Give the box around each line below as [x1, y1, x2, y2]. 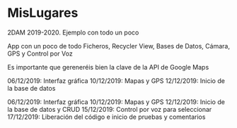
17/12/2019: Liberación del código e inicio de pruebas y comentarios [7, 113, 206, 121]
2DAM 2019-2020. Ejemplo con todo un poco [7, 28, 139, 37]
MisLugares [7, 5, 79, 21]
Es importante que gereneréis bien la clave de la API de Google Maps [7, 63, 209, 71]
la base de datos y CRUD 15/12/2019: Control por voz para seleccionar [7, 105, 212, 113]
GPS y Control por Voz [7, 49, 73, 58]
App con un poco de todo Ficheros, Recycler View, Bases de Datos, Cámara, [7, 41, 230, 50]
